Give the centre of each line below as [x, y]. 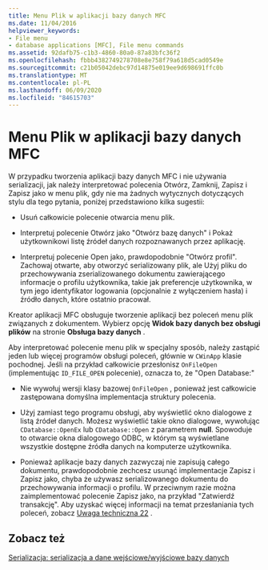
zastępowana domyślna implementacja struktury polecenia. [118, 397]
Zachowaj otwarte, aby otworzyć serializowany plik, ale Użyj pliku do [134, 266]
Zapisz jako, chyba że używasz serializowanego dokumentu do [124, 479]
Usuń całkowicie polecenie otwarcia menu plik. [97, 218]
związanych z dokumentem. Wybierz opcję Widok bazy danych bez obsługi [134, 323]
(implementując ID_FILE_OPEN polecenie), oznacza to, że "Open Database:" [132, 373]
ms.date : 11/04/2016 [43, 23]
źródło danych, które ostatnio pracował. [85, 299]
